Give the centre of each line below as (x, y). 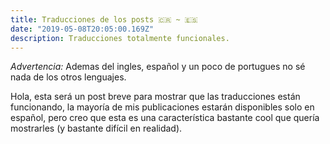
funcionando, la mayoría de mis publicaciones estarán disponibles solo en (162, 107)
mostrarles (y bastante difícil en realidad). (96, 128)
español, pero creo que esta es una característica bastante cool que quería (165, 118)
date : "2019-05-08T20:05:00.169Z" (82, 29)
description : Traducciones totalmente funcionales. (120, 38)
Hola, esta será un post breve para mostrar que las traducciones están (155, 97)
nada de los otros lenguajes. (68, 77)
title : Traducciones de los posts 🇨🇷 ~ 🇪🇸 (104, 19)
